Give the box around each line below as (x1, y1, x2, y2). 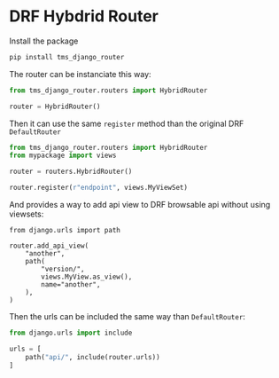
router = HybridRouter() (9, 102, 101, 111)
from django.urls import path (9, 226, 121, 235)
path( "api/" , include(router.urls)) (25, 352, 161, 361)
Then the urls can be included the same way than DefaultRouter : (9, 311, 246, 322)
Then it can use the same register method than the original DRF (9, 118, 244, 129)
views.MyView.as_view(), (41, 272, 133, 281)
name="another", (41, 280, 101, 289)
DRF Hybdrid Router (9, 6, 159, 27)
